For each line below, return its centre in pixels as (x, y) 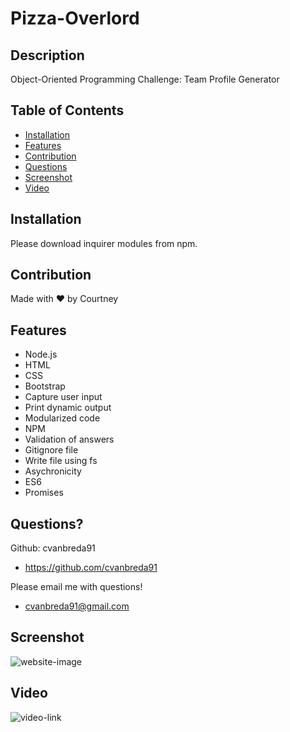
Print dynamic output (68, 408)
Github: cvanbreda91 (53, 548)
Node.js (41, 354)
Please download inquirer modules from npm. (104, 243)
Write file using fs (61, 461)
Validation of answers (69, 439)
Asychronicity (53, 471)
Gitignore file (51, 450)
